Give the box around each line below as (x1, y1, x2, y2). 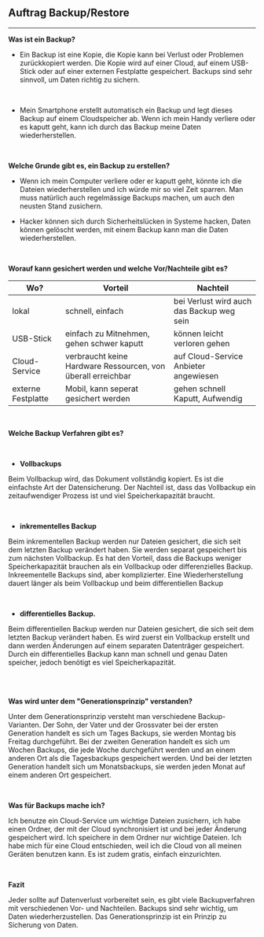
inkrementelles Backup (19, 521, 97, 530)
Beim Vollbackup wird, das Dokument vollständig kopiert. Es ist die (8, 474, 224, 483)
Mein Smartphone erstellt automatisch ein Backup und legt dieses (19, 105, 233, 115)
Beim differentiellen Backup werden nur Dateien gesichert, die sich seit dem (8, 624, 254, 633)
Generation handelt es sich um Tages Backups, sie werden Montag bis (8, 728, 236, 738)
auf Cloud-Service (174, 350, 244, 361)
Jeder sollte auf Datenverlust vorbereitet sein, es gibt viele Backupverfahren (8, 895, 255, 904)
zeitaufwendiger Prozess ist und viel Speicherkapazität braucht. (8, 491, 215, 500)
